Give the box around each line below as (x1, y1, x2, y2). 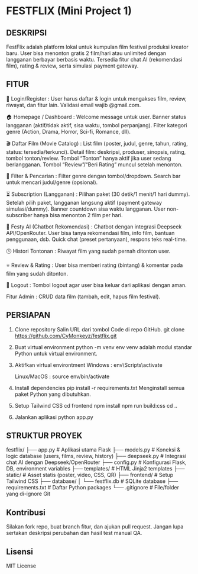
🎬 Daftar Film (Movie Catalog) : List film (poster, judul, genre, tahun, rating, (6, 140, 188, 147)
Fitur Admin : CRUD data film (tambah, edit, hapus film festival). (6, 293, 161, 300)
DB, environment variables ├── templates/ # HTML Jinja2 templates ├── (6, 465, 185, 472)
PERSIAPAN (6, 310, 51, 320)
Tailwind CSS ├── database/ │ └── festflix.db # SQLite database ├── (6, 478, 178, 485)
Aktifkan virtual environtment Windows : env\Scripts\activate (14, 361, 163, 368)
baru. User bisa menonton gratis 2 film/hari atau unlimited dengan (6, 50, 167, 57)
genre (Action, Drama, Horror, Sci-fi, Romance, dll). (6, 128, 131, 135)
